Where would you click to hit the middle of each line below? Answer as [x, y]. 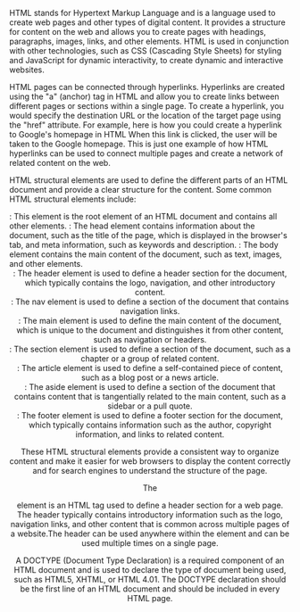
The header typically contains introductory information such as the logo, [150, 515]
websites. [27, 70]
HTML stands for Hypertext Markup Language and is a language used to [142, 13]
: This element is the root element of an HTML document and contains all [143, 216]
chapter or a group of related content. [150, 359]
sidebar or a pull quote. [150, 406]
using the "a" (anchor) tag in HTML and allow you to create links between [144, 96]
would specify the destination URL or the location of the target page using [145, 116]
